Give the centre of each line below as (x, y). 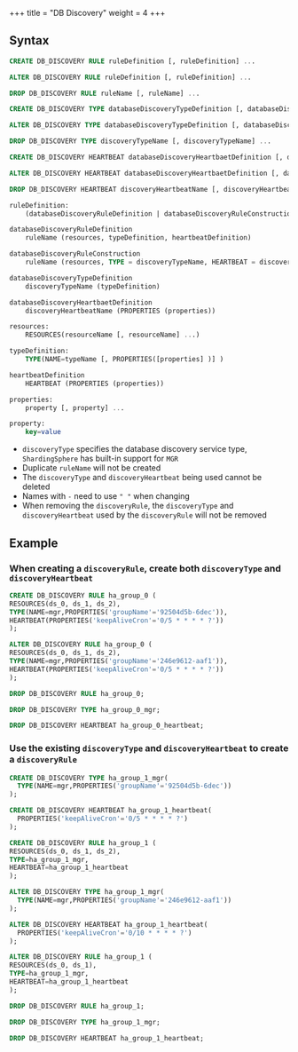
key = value (43, 432)
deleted (36, 486)
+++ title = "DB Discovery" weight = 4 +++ (87, 13)
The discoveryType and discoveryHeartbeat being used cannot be (142, 478)
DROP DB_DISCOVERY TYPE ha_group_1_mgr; (85, 1022)
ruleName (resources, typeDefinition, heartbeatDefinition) (138, 238)
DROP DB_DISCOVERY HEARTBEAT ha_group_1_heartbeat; (106, 1038)
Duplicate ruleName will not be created (91, 468)
